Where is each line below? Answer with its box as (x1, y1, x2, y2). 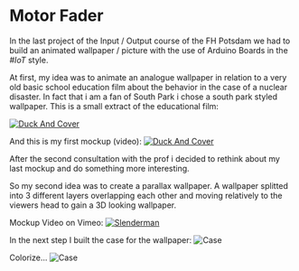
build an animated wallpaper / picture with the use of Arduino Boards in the (9, 44, 289, 55)
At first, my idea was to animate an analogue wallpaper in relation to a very (9, 71, 287, 82)
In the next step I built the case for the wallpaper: (9, 234, 192, 245)
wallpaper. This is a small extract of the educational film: (9, 100, 220, 111)
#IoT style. (9, 54, 49, 65)
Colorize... (9, 252, 48, 263)
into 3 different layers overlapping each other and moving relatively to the (9, 190, 283, 201)
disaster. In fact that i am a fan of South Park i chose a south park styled (9, 91, 278, 102)
